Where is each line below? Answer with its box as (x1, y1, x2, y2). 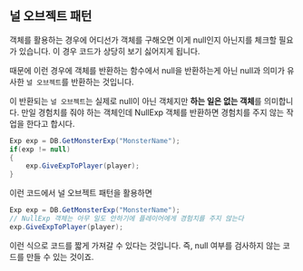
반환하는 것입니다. (71, 76, 134, 87)
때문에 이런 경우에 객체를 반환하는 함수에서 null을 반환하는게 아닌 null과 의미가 (9, 64, 286, 75)
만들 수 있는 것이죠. (25, 251, 94, 262)
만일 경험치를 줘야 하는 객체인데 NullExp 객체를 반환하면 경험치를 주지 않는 (21, 107, 284, 118)
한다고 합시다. (25, 118, 75, 129)
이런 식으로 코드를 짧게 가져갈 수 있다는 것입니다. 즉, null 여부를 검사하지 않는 (9, 239, 281, 251)
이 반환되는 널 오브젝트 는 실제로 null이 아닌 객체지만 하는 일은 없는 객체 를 (9, 95, 262, 106)
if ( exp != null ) (9, 144, 71, 154)
